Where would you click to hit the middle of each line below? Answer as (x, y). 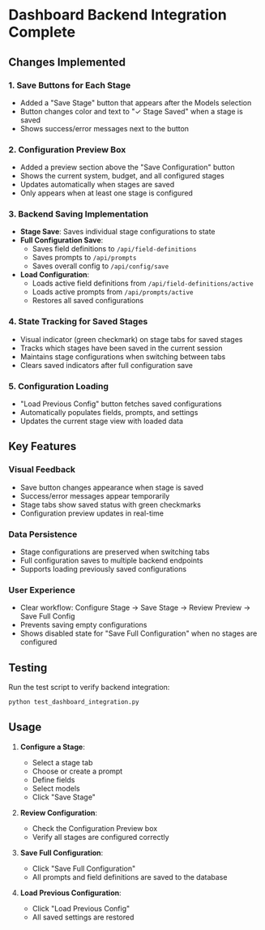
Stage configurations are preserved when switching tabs (115, 552)
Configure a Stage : (52, 747)
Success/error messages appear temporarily (95, 495)
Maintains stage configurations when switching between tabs (123, 356)
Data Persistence (43, 534)
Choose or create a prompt (77, 771)
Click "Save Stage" (64, 797)
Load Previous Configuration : (71, 893)
